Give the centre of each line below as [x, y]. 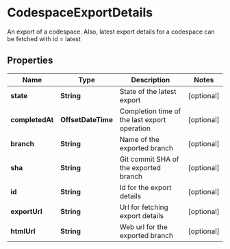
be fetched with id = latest [44, 38]
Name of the [139, 139]
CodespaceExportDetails [80, 13]
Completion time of [150, 111]
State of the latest [148, 91]
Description [151, 80]
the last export [143, 119]
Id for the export [145, 187]
